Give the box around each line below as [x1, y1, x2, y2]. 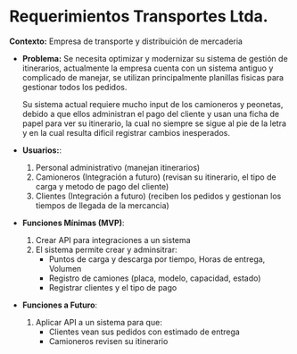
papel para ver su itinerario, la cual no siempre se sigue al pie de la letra [21, 118, 287, 129]
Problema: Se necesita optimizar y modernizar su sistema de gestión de [21, 53, 288, 63]
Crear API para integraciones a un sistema [35, 234, 191, 245]
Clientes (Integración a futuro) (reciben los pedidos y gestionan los [35, 190, 282, 201]
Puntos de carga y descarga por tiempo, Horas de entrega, [48, 253, 266, 265]
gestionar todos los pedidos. [21, 81, 128, 92]
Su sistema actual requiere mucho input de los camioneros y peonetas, [21, 98, 284, 109]
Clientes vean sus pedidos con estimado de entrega [48, 326, 241, 337]
